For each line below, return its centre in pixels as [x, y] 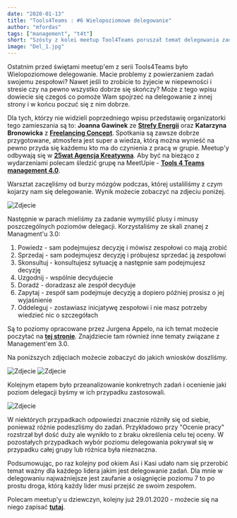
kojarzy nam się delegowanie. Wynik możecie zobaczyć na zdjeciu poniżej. [116, 192]
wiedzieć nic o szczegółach [58, 315]
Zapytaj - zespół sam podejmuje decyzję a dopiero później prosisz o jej [121, 293]
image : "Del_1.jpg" [36, 47]
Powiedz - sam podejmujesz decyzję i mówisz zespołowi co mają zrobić [122, 247]
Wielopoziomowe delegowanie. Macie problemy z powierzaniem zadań [110, 74]
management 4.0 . [34, 170]
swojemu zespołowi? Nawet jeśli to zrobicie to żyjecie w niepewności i [110, 82]
